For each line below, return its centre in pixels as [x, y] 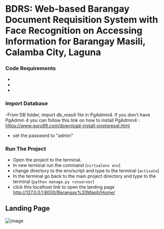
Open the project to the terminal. [47, 160]
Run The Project [26, 149]
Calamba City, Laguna [53, 52]
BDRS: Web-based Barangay [67, 9]
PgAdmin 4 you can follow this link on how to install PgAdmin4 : [73, 120]
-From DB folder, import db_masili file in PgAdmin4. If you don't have [78, 114]
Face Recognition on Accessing [74, 31]
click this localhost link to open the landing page [64, 187]
